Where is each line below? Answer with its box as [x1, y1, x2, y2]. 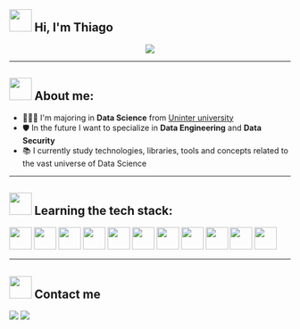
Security [21, 135, 55, 145]
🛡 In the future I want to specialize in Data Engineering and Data [21, 122, 262, 133]
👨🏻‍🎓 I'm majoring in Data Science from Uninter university [21, 112, 234, 123]
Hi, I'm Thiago [34, 20, 113, 36]
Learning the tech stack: [34, 203, 173, 218]
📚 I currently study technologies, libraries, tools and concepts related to [21, 144, 288, 156]
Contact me [34, 286, 101, 301]
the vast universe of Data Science [21, 158, 147, 169]
